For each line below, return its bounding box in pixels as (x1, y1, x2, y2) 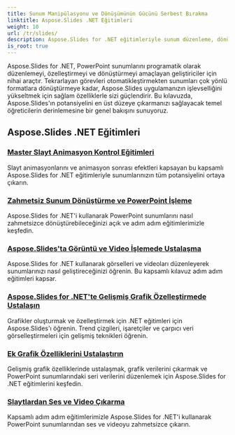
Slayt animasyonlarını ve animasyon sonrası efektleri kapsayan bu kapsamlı (7, 163, 224, 172)
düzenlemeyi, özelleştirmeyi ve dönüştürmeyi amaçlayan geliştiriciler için (7, 69, 217, 78)
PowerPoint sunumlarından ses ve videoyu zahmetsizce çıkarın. (7, 420, 191, 429)
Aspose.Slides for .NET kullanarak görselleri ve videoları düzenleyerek (7, 260, 210, 268)
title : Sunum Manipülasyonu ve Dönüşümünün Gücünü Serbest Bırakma (7, 10, 208, 17)
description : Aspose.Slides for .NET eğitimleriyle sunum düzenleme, (7, 36, 215, 43)
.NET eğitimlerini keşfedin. (7, 379, 83, 388)
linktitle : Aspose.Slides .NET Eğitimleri (7, 17, 133, 24)
